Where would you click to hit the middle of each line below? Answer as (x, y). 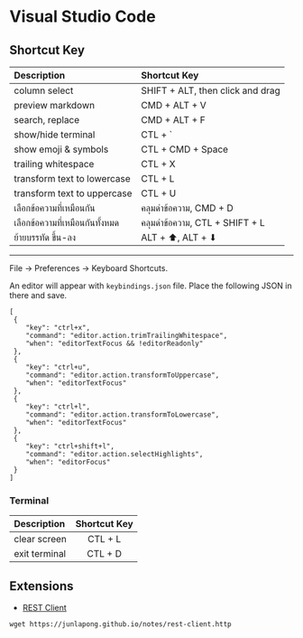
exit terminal (40, 554)
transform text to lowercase (72, 178)
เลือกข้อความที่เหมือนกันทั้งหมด (67, 223)
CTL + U (159, 193)
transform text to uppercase (73, 193)
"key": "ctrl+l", (58, 407)
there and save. (38, 295)
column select (44, 90)
